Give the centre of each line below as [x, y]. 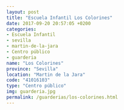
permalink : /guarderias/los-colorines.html [62, 97]
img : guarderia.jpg [31, 92]
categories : [21, 29]
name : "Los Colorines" [35, 63]
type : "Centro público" [36, 86]
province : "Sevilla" [33, 69]
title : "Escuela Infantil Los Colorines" [60, 18]
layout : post [23, 12]
